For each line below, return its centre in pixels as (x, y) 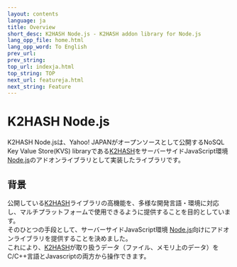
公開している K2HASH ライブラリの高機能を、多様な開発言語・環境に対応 (113, 203)
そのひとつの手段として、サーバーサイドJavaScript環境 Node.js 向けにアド (115, 229)
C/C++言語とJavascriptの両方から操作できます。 (79, 256)
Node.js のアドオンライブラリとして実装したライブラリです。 (96, 160)
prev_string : (27, 60)
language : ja (27, 21)
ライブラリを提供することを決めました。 (72, 238)
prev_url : (22, 54)
